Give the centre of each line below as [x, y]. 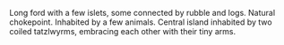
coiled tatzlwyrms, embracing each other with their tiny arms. [122, 31]
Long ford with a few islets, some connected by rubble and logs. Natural [142, 13]
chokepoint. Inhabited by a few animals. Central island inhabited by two [141, 22]
